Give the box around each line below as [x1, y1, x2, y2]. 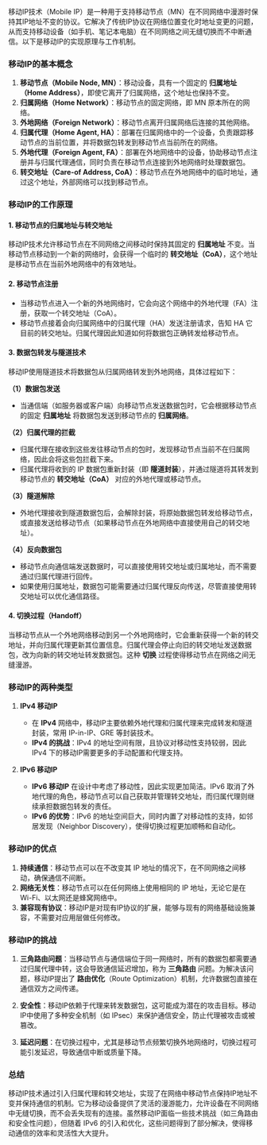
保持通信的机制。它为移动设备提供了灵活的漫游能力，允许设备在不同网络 [21, 1099, 259, 1108]
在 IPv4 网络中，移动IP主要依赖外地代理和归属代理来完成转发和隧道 [31, 718, 253, 728]
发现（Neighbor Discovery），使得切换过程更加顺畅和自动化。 [38, 822, 240, 831]
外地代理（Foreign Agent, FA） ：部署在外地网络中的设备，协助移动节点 [19, 148, 251, 157]
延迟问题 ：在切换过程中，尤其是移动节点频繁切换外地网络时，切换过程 [19, 1037, 250, 1046]
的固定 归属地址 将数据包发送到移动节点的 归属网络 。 [19, 410, 193, 420]
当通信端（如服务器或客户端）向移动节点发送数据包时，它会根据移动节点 [19, 400, 257, 410]
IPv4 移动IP [19, 702, 58, 711]
